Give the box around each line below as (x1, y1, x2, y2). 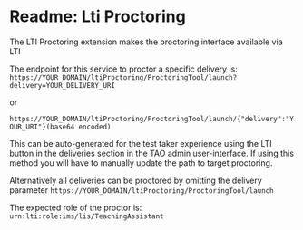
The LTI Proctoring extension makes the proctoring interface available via (9, 36, 283, 47)
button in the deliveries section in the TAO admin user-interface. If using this (9, 148, 295, 158)
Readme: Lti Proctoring (9, 6, 186, 27)
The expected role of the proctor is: (9, 202, 142, 213)
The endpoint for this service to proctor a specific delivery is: (9, 63, 238, 74)
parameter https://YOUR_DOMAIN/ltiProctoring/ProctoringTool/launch (9, 184, 274, 196)
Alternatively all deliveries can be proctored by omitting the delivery (9, 175, 263, 186)
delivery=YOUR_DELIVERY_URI (9, 81, 116, 90)
